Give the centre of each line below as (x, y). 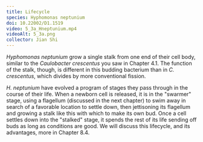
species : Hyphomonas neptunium (46, 17)
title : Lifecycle (28, 12)
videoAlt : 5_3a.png (31, 34)
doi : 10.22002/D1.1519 (35, 23)
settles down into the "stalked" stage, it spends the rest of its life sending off (101, 120)
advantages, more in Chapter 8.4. (48, 132)
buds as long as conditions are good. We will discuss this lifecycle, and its (98, 126)
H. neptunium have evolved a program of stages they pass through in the (97, 88)
